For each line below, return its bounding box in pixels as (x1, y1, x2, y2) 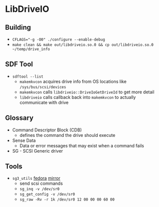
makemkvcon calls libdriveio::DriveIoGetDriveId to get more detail (19, 89, 155, 95)
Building (5, 23, 31, 32)
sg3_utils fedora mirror (12, 175, 61, 181)
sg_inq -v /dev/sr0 (19, 187, 60, 192)
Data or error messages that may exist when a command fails (19, 142, 144, 149)
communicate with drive (19, 99, 69, 105)
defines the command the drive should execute (19, 132, 116, 138)
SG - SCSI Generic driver (12, 148, 63, 154)
